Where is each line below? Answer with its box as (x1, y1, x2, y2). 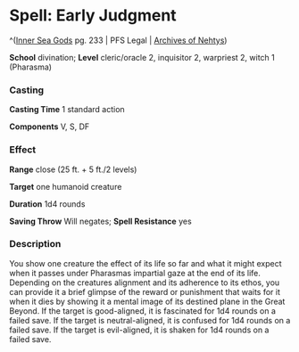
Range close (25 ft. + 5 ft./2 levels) (9, 164, 137, 175)
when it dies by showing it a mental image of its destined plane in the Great (9, 296, 286, 307)
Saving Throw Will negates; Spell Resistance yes (9, 216, 192, 226)
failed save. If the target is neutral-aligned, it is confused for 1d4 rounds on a (9, 315, 291, 325)
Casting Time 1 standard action (9, 104, 125, 115)
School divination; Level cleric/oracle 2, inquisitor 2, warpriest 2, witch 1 (9, 52, 275, 62)
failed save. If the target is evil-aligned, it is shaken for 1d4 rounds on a (9, 324, 270, 335)
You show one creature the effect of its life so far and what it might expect (9, 258, 282, 268)
